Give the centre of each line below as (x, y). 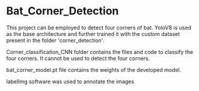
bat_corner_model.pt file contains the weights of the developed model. (94, 69)
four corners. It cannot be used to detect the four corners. (78, 58)
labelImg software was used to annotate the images (70, 81)
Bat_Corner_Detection (63, 11)
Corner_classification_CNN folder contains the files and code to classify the (100, 51)
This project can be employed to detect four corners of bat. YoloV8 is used (99, 28)
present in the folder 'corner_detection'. (55, 40)
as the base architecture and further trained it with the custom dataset (93, 34)
